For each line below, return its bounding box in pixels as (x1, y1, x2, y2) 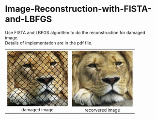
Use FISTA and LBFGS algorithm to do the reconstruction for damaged (5, 30, 145, 35)
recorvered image (84, 107, 120, 113)
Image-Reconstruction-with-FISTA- (5, 3, 152, 15)
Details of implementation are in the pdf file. (5, 40, 93, 45)
